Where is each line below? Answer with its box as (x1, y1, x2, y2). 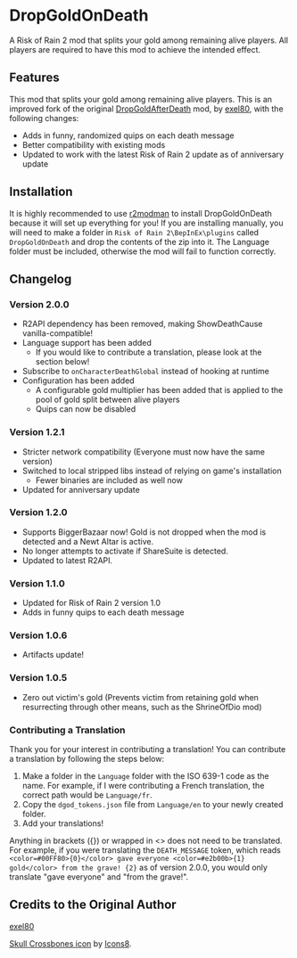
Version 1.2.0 (9, 506, 69, 519)
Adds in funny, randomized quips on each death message (21, 130, 235, 141)
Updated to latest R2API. (21, 554, 113, 566)
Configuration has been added (21, 375, 136, 386)
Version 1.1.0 (9, 577, 65, 589)
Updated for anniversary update (21, 484, 140, 495)
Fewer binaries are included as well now (35, 474, 183, 486)
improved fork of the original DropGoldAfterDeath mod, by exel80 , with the (9, 103, 284, 114)
